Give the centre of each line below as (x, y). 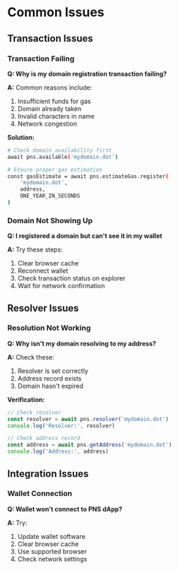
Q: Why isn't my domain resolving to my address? (82, 343)
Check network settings (52, 559)
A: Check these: (31, 357)
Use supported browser (52, 551)
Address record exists (49, 378)
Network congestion (47, 124)
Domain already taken (49, 108)
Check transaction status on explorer (71, 278)
